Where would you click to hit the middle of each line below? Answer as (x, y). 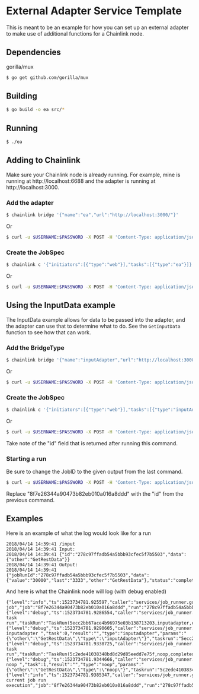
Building (22, 96)
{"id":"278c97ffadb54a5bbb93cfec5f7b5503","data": (123, 554)
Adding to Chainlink (44, 161)
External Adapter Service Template (94, 11)
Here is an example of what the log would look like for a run (78, 533)
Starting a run (26, 458)
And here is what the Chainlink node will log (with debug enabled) (86, 591)
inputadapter (22, 633)
